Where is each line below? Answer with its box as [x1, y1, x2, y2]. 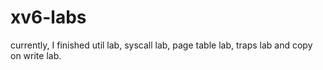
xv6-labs [10, 6, 87, 29]
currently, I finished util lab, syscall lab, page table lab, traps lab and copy [10, 39, 313, 51]
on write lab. [10, 49, 62, 61]
